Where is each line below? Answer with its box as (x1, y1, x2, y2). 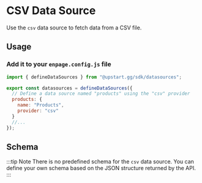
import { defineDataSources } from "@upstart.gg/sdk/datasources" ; (6, 74, 182, 80)
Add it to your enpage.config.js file (6, 60, 111, 69)
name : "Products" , (17, 102, 64, 108)
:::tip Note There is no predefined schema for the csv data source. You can (6, 158, 195, 165)
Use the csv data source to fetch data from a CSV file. (6, 24, 142, 31)
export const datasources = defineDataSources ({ (6, 85, 133, 91)
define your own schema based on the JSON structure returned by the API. (6, 165, 196, 172)
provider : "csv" (17, 108, 59, 114)
